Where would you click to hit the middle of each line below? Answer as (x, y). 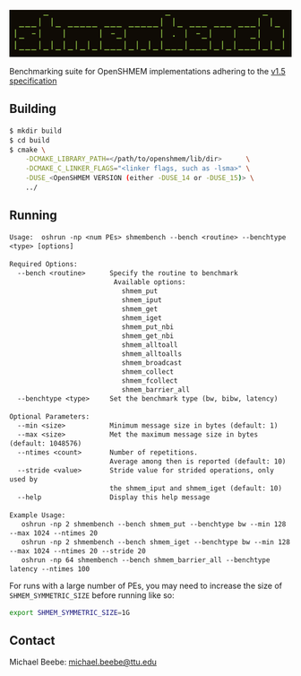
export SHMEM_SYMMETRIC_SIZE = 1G (69, 612)
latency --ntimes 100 (50, 569)
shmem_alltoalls (151, 354)
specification (33, 81)
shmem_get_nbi (148, 336)
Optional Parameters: (50, 416)
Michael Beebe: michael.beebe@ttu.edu (83, 662)
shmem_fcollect (150, 381)
